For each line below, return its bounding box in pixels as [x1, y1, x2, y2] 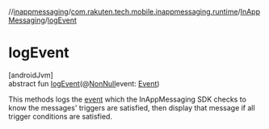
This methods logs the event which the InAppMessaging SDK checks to [8, 94, 246, 104]
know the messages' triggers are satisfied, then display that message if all [8, 102, 256, 112]
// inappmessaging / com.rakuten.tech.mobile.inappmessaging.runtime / [8, 7, 241, 16]
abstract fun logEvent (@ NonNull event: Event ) [8, 78, 160, 88]
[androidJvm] [8, 70, 54, 80]
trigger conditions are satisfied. [8, 111, 113, 121]
